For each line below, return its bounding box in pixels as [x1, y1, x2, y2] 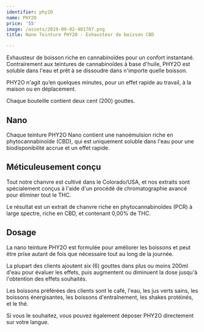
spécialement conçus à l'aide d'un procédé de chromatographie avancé [6, 184, 188, 192]
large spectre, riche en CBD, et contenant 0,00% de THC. [6, 209, 151, 217]
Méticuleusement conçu [6, 162, 101, 172]
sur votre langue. [6, 318, 49, 325]
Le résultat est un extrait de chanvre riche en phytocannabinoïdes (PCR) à [6, 203, 193, 210]
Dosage [6, 227, 37, 238]
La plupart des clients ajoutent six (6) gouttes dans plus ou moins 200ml [6, 262, 188, 270]
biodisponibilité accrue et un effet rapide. [6, 144, 110, 151]
